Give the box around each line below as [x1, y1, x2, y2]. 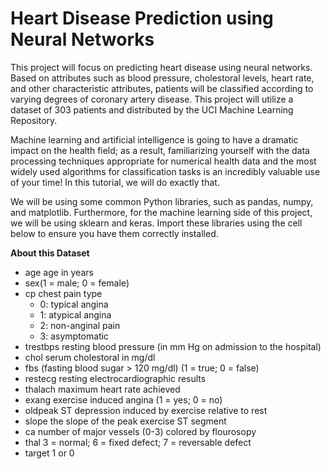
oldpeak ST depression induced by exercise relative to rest [24, 404, 268, 416]
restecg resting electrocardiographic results [24, 372, 207, 384]
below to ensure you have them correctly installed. [10, 227, 219, 239]
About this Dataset [10, 247, 90, 259]
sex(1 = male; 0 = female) [24, 277, 130, 289]
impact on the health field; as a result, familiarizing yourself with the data [10, 144, 310, 156]
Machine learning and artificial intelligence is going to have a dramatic [10, 133, 299, 146]
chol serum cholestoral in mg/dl [24, 351, 156, 363]
